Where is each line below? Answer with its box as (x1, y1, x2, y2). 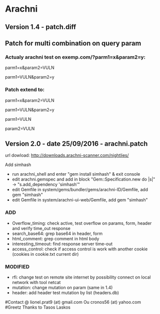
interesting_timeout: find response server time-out (12, 241, 113, 247)
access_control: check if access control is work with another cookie (12, 246, 148, 252)
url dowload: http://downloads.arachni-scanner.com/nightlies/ (5, 152, 129, 158)
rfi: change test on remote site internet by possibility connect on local (12, 274, 151, 280)
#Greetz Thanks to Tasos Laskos (5, 304, 71, 310)
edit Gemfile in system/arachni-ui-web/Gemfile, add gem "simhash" (12, 197, 148, 203)
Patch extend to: (5, 86, 45, 93)
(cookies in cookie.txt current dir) (12, 251, 79, 257)
